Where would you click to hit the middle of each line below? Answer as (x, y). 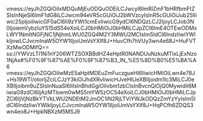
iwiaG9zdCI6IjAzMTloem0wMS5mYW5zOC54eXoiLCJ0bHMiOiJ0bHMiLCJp (101, 92)
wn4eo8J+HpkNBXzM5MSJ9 (43, 112)
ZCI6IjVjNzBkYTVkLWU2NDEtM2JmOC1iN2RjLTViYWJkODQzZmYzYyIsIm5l (101, 99)
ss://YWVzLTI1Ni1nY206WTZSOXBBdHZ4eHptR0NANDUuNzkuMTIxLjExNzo (101, 54)
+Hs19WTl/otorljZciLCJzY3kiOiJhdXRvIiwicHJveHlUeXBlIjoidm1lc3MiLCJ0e (101, 79)
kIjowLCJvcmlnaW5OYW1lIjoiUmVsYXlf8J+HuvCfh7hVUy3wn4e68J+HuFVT (101, 41)
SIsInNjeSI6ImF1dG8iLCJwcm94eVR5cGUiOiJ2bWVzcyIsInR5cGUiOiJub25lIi (101, 15)
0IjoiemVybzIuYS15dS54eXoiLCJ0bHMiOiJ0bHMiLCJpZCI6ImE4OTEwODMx (102, 28)
